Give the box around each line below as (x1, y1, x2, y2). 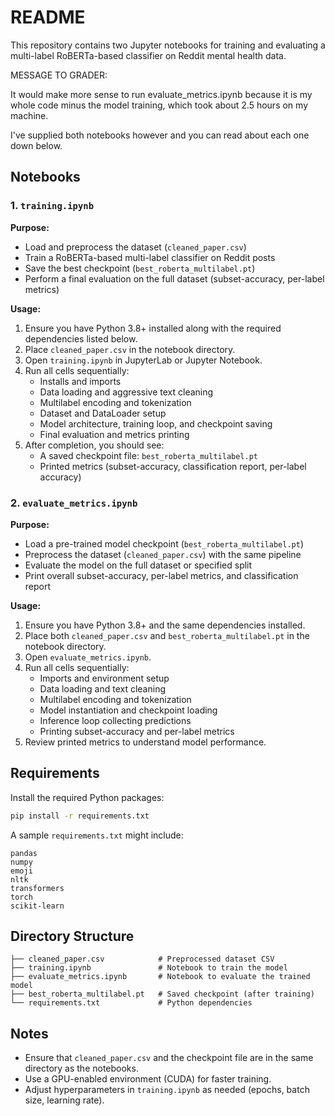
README (10, 6, 86, 29)
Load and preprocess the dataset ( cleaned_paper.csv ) (24, 241, 247, 253)
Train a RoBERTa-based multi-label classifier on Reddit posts (24, 251, 276, 263)
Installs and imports (39, 375, 122, 387)
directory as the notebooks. (24, 1062, 139, 1075)
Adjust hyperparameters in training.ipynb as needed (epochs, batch (24, 1084, 310, 1096)
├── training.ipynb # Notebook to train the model (10, 963, 288, 973)
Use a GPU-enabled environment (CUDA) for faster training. (24, 1073, 272, 1085)
